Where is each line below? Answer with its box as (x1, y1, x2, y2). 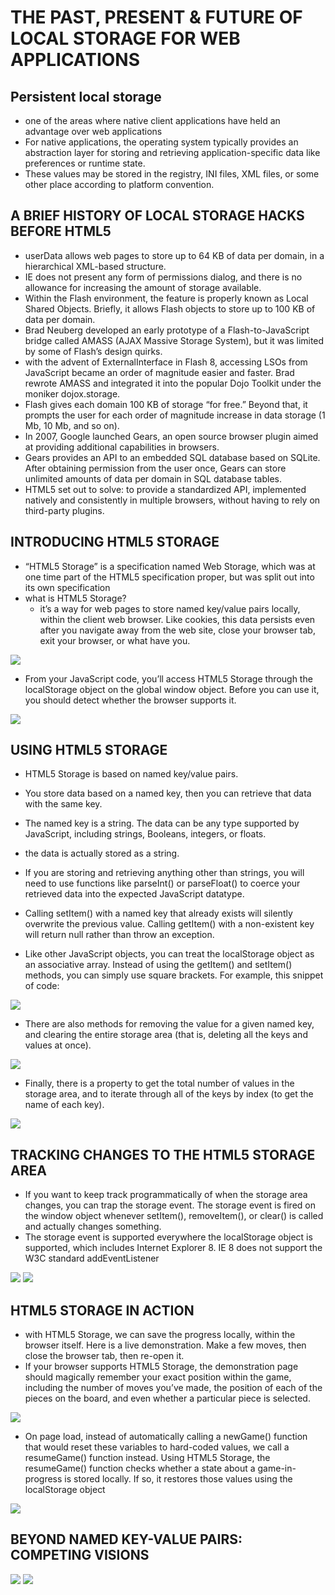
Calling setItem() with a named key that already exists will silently (24, 907, 293, 920)
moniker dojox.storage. (24, 387, 121, 400)
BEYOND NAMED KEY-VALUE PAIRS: (10, 1531, 243, 1548)
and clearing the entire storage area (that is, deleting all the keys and (24, 1029, 308, 1041)
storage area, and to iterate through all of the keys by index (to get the (24, 1088, 314, 1100)
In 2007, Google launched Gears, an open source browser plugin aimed (24, 430, 319, 442)
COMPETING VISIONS (10, 1547, 150, 1564)
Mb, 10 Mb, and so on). (24, 419, 120, 431)
